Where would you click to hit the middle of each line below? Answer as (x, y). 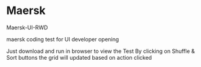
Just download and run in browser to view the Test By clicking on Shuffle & (101, 51)
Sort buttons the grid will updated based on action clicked (79, 57)
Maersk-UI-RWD (27, 27)
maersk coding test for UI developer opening (63, 39)
